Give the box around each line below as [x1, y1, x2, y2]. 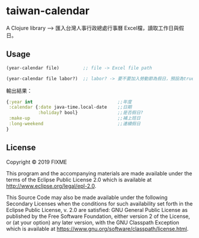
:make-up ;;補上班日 [8, 115, 141, 122]
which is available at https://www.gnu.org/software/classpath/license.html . [6, 225, 189, 232]
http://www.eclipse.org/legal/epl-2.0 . [6, 182, 97, 190]
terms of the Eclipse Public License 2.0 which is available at [6, 176, 152, 183]
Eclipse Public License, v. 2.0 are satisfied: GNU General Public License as [6, 206, 188, 213]
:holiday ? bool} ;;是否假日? [37, 110, 143, 116]
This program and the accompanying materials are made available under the [6, 169, 192, 177]
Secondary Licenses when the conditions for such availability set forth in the [6, 200, 193, 207]
